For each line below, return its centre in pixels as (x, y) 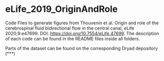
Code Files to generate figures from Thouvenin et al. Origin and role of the (82, 23)
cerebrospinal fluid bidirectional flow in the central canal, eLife (70, 28)
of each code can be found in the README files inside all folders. (72, 39)
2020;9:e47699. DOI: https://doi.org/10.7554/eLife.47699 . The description (82, 33)
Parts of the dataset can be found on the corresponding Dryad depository (82, 48)
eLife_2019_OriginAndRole (62, 9)
